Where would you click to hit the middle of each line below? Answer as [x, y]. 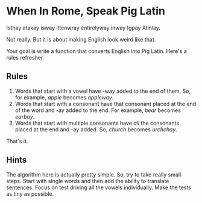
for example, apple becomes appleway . [64, 97]
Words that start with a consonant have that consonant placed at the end [106, 104]
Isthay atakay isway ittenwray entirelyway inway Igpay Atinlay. [84, 28]
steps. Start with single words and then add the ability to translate [88, 181]
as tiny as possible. [30, 193]
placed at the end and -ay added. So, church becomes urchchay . [96, 129]
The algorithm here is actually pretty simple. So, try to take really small [94, 174]
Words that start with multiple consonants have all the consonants [97, 123]
